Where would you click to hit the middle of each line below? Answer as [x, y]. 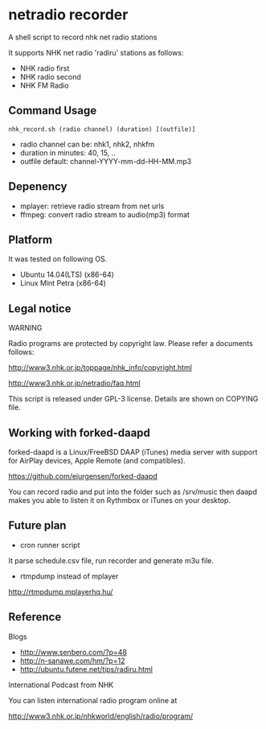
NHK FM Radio [45, 85]
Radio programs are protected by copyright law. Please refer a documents [131, 344]
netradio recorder [68, 15]
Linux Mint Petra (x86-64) [63, 283]
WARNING [25, 328]
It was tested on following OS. [58, 259]
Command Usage [53, 111]
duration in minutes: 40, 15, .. [68, 152]
